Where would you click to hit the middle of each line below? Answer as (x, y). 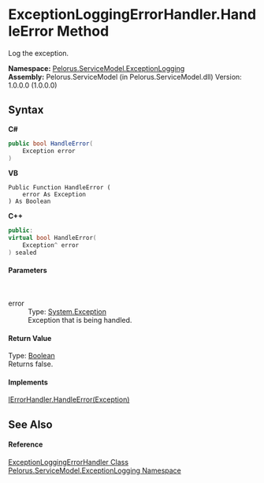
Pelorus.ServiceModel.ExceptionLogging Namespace (95, 470)
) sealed (22, 253)
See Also (30, 424)
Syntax (26, 110)
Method (83, 31)
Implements (28, 382)
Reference (26, 444)
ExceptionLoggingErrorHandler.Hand (132, 15)
